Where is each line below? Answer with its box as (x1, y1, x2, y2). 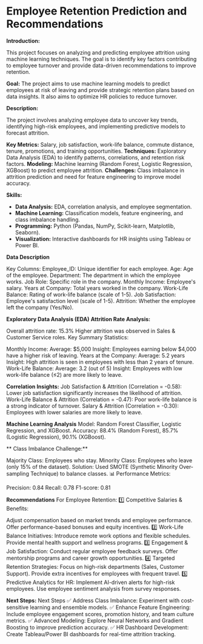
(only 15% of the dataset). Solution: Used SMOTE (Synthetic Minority (6, 463, 178, 470)
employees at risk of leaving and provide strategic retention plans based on (6, 86, 195, 93)
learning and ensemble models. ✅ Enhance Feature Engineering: (30, 603, 191, 611)
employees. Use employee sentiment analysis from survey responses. (6, 585, 181, 592)
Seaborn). (15, 228, 41, 236)
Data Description (6, 253, 50, 261)
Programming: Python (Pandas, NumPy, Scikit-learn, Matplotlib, (15, 222, 176, 230)
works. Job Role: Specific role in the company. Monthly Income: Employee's (6, 277, 196, 285)
